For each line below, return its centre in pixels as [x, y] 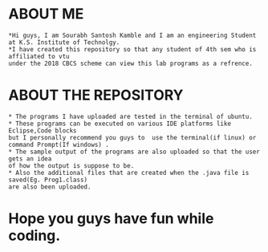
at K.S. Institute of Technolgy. [64, 42]
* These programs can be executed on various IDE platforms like [120, 124]
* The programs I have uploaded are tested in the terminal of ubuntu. [130, 116]
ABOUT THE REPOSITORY [96, 95]
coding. [35, 236]
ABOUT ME [46, 14]
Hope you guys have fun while [111, 219]
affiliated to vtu [39, 56]
